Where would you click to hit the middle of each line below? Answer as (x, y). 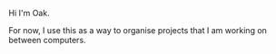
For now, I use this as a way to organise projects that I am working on (138, 30)
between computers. (48, 40)
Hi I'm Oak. (30, 13)
